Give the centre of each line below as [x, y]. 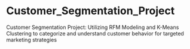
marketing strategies [32, 40]
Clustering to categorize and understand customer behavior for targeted [95, 33]
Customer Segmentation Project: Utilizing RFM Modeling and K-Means [93, 27]
